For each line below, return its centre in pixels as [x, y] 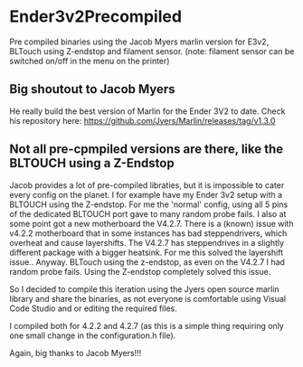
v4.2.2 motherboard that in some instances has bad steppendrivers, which [148, 233]
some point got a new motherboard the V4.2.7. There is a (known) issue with [151, 223]
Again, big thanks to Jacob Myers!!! [76, 353]
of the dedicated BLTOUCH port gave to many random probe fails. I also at [148, 213]
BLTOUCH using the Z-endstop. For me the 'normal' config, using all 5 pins [149, 204]
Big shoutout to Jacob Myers [92, 89]
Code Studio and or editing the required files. [94, 308]
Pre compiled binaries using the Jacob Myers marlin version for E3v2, [139, 42]
